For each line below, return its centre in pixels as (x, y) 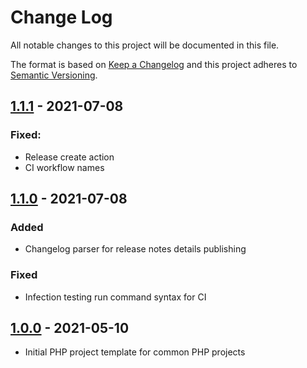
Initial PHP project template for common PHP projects (135, 352)
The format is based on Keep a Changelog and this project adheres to (154, 64)
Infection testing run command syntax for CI (115, 297)
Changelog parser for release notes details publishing (135, 249)
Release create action (69, 157)
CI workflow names (64, 167)
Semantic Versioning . (54, 75)
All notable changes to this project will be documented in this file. (145, 45)
